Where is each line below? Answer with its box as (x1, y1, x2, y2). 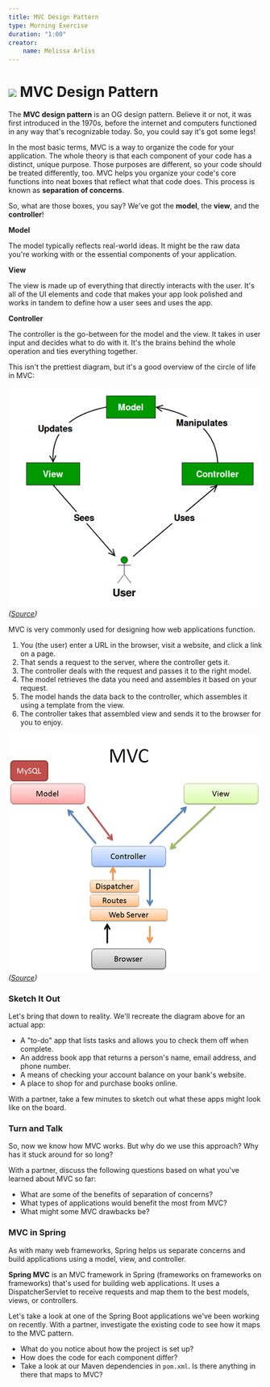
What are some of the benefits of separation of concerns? (19, 1190, 214, 1200)
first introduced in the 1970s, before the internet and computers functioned (8, 118, 257, 128)
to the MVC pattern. (8, 1328, 74, 1338)
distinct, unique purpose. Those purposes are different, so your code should (8, 160, 262, 170)
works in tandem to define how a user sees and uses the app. (8, 298, 214, 308)
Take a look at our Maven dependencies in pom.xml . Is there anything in (19, 1361, 256, 1371)
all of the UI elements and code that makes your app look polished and (8, 289, 243, 299)
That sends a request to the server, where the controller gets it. (19, 657, 231, 666)
